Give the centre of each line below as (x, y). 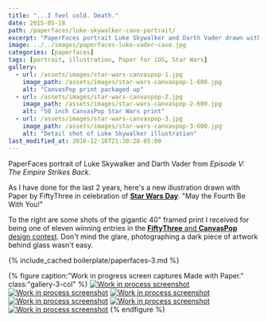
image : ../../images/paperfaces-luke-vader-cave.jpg (97, 45)
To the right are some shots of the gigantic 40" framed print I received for (129, 220)
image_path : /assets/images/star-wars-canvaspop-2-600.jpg (122, 104)
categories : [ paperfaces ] (51, 52)
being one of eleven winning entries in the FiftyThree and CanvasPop (123, 228)
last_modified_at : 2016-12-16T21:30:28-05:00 (85, 141)
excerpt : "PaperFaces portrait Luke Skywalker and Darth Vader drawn (126, 38)
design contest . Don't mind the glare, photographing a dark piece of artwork (133, 236)
